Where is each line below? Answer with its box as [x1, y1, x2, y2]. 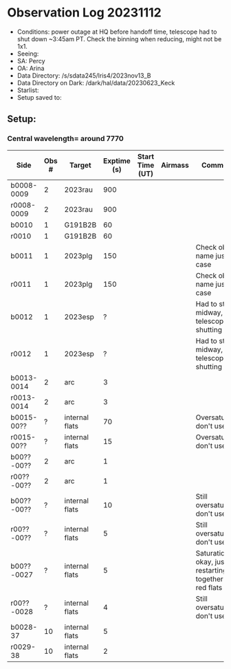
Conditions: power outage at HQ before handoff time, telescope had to [16, 28, 217, 36]
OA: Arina [16, 64, 45, 72]
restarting [195, 565, 228, 575]
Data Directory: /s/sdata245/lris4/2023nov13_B [16, 71, 151, 80]
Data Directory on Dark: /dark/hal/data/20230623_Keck [16, 78, 175, 87]
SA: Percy [16, 56, 46, 65]
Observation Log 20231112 [7, 5, 162, 21]
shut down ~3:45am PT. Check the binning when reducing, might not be [16, 34, 222, 43]
